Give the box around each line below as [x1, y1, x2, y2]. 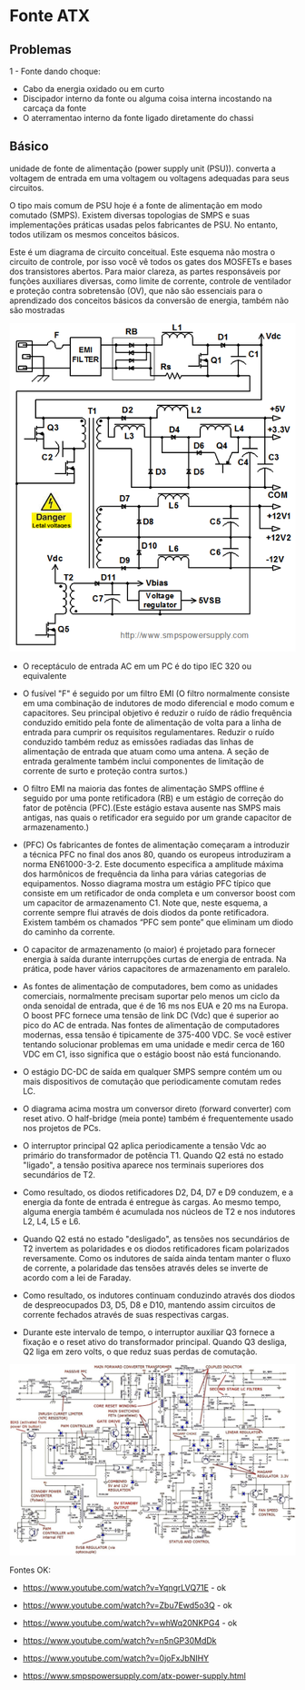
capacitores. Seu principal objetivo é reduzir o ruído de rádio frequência [22, 707, 292, 719]
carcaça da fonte [22, 103, 87, 114]
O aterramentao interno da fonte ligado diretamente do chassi [22, 113, 254, 123]
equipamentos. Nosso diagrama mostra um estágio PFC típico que [22, 878, 271, 889]
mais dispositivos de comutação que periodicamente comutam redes [22, 1076, 281, 1088]
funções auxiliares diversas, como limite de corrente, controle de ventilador [9, 275, 292, 287]
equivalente [22, 671, 67, 682]
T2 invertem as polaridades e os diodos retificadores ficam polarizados [22, 1243, 290, 1254]
